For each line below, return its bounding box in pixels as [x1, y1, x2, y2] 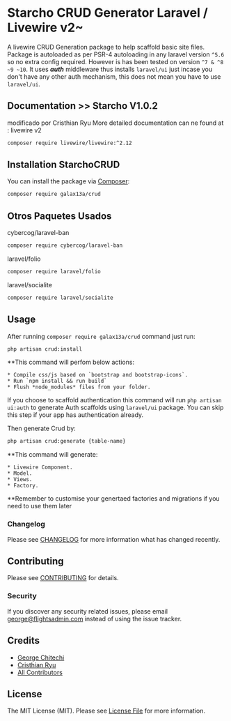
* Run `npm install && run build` [7, 378, 108, 385]
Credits [7, 635, 40, 646]
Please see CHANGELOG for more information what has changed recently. [7, 535, 221, 543]
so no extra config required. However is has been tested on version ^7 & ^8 [7, 57, 224, 66]
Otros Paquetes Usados [7, 210, 112, 222]
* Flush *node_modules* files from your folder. [7, 384, 151, 391]
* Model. [7, 470, 33, 477]
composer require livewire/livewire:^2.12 [7, 139, 132, 146]
